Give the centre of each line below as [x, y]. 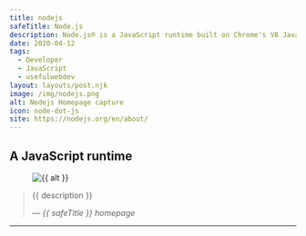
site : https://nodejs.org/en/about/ [79, 119]
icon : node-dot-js [44, 111]
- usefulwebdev [46, 77]
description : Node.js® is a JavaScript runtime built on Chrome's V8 [144, 34]
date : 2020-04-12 [42, 43]
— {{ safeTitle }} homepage [83, 212]
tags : [20, 52]
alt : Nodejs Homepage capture [67, 102]
